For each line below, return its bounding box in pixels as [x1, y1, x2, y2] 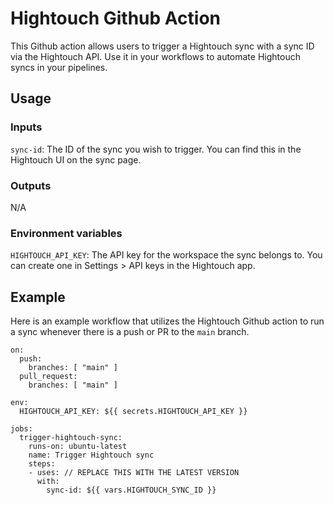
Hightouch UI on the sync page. [10, 153, 142, 166]
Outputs [10, 178, 52, 192]
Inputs [10, 120, 43, 134]
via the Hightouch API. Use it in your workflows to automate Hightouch [10, 50, 301, 62]
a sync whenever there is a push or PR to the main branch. [10, 326, 250, 338]
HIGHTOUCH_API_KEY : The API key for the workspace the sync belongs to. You [10, 249, 323, 261]
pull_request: [19, 372, 78, 382]
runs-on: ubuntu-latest [28, 442, 128, 452]
